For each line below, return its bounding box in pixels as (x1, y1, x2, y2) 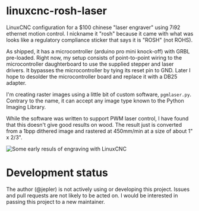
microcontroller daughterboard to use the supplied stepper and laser (6, 60, 174, 68)
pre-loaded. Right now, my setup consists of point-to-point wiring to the (6, 54, 182, 61)
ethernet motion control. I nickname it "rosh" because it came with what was (6, 30, 194, 37)
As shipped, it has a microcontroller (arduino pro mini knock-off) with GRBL (6, 47, 190, 55)
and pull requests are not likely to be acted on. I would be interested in (6, 191, 178, 199)
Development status (6, 166, 109, 180)
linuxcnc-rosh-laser (6, 4, 107, 18)
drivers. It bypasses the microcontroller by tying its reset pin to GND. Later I (6, 66, 191, 73)
